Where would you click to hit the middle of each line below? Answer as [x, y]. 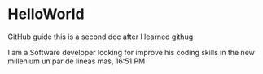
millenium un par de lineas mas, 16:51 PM [77, 61]
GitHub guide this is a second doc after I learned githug [101, 37]
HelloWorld [46, 14]
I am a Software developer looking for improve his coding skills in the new [131, 52]
